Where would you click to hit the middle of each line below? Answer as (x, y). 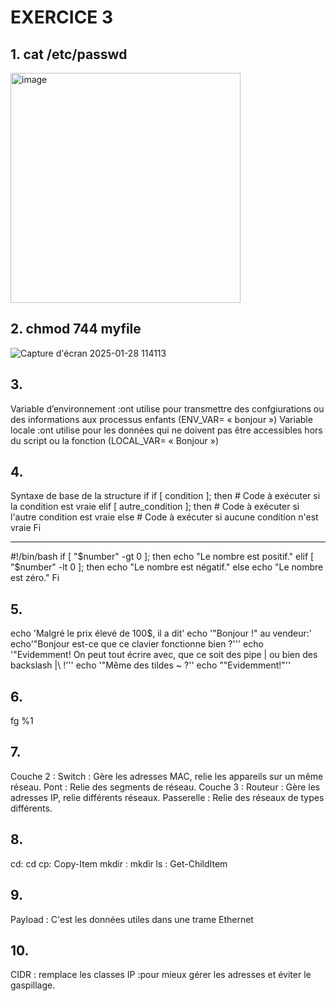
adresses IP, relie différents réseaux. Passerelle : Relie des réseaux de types (167, 797)
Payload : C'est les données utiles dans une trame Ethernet (132, 919)
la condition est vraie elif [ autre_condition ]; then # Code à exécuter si (155, 507)
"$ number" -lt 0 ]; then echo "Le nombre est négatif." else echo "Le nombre (167, 567)
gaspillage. (33, 985)
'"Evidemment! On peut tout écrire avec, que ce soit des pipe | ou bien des (164, 655)
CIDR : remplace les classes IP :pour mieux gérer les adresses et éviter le (161, 975)
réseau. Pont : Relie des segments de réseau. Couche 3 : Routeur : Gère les (165, 787)
